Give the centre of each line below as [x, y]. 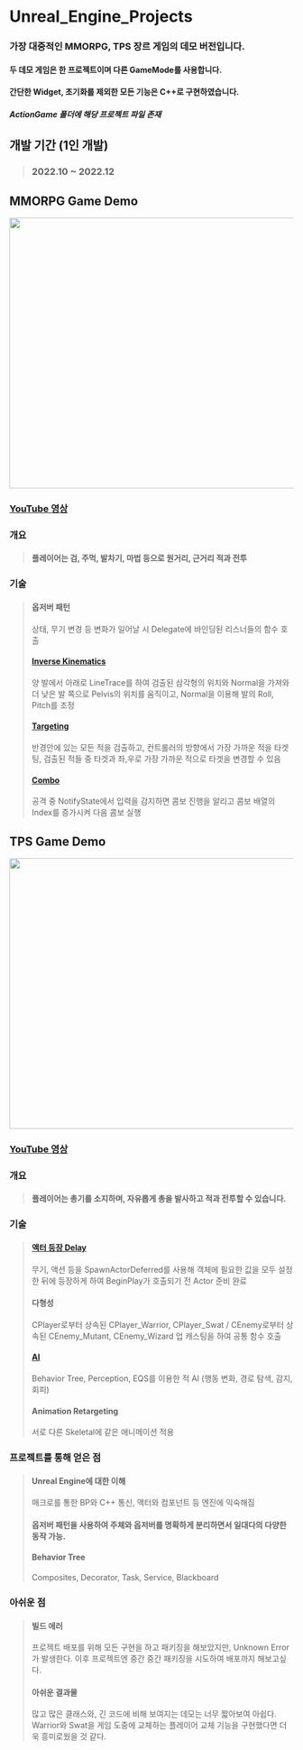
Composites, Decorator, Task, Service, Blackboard [125, 1578]
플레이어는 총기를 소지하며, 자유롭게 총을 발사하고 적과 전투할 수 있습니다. [159, 1199]
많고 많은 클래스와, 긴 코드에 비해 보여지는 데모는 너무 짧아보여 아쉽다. [154, 1714]
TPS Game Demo [58, 841]
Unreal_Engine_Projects [101, 17]
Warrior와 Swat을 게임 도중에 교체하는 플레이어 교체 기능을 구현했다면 [154, 1726]
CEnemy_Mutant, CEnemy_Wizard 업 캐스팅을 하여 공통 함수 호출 [165, 1336]
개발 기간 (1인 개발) [59, 146]
